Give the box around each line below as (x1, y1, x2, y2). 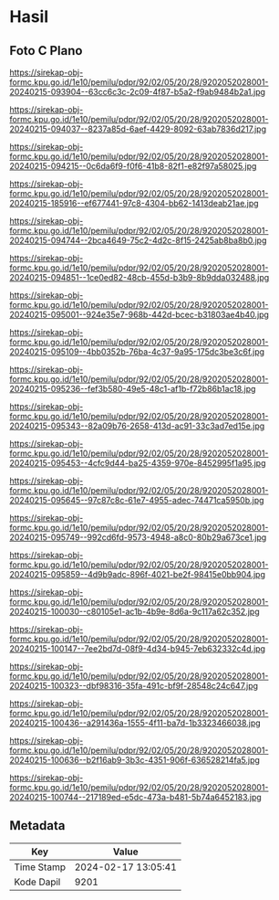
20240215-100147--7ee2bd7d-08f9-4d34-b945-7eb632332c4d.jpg (9, 643, 266, 654)
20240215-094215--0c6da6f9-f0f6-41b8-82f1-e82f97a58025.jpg (9, 161, 257, 171)
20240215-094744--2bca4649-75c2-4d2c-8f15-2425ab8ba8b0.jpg (9, 235, 267, 246)
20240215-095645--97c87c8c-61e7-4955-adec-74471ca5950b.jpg (9, 495, 264, 505)
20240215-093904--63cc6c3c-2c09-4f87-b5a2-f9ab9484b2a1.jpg (9, 87, 266, 97)
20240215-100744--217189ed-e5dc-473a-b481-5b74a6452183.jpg (9, 792, 262, 802)
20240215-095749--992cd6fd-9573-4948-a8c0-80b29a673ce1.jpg (9, 532, 267, 543)
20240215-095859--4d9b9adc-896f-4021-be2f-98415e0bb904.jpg (9, 569, 266, 579)
